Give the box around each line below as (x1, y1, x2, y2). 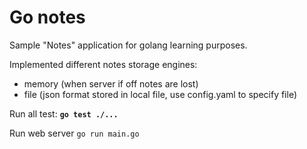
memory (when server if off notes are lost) (23, 77, 199, 90)
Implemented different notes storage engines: (9, 58, 198, 70)
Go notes (9, 6, 86, 29)
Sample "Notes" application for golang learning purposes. (9, 39, 248, 51)
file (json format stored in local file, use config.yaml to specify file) (23, 88, 298, 100)
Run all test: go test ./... (9, 107, 119, 120)
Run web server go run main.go (9, 127, 140, 139)
